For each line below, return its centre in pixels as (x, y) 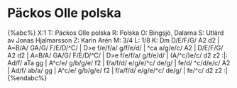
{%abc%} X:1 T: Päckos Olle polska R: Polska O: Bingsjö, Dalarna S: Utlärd (116, 33)
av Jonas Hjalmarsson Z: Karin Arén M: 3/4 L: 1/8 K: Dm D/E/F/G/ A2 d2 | (114, 40)
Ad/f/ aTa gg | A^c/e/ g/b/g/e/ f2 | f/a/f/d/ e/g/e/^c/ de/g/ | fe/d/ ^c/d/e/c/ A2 (119, 62)
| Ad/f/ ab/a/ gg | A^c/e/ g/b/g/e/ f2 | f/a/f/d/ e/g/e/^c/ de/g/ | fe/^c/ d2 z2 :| (118, 70)
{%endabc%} (27, 78)
